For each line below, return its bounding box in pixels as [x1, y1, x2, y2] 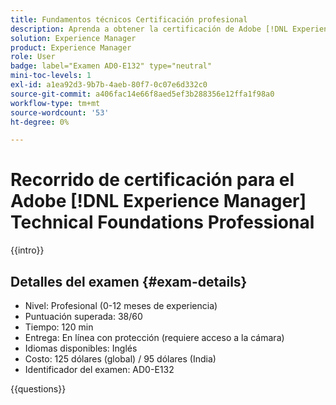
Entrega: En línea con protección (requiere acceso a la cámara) [24, 332, 285, 343]
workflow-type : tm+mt [10, 98, 101, 108]
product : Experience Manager [10, 42, 132, 53]
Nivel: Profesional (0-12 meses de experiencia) [24, 300, 218, 311]
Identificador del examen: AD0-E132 [24, 364, 175, 375]
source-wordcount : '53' [10, 107, 110, 118]
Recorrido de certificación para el [10, 169, 295, 191]
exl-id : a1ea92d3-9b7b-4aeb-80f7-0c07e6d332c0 [10, 80, 208, 90]
